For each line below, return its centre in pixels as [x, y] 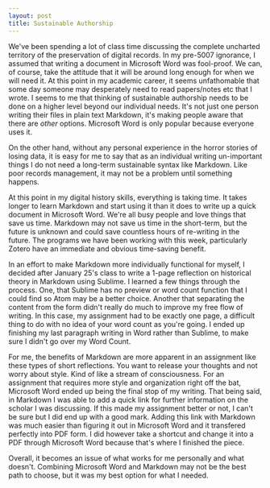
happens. [24, 181]
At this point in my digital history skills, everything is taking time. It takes [128, 197]
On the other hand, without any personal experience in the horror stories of [133, 147]
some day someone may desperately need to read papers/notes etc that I [130, 89]
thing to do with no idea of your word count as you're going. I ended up [127, 324]
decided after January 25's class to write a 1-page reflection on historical [130, 273]
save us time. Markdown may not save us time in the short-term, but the [128, 223]
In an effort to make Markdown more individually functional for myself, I [127, 264]
